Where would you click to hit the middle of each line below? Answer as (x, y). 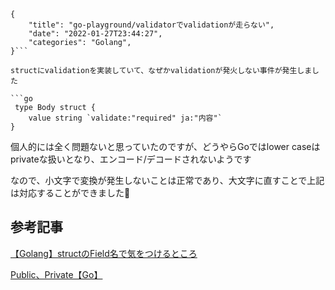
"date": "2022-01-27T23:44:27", (95, 34)
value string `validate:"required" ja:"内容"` (125, 118)
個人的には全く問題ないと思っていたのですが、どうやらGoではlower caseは (165, 146)
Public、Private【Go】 (56, 274)
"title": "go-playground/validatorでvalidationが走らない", (151, 25)
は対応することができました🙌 (70, 193)
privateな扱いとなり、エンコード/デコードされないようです (131, 159)
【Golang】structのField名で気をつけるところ (104, 253)
